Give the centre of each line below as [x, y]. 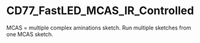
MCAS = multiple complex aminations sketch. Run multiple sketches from [99, 28]
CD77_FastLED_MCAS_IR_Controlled [100, 11]
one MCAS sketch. [30, 34]
